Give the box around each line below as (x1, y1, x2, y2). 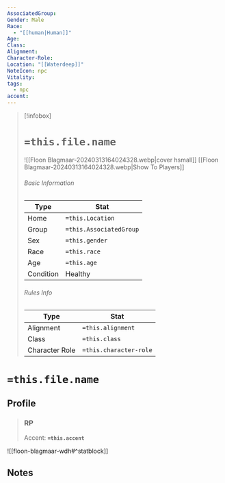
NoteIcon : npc (7, 67, 48, 74)
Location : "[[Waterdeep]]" (7, 61, 84, 68)
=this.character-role (81, 347, 153, 354)
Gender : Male (7, 16, 44, 23)
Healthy (65, 269, 91, 279)
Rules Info (23, 288, 53, 297)
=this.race (65, 248, 101, 256)
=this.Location (65, 214, 115, 223)
